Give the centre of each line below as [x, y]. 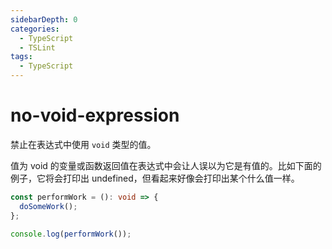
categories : [35, 29]
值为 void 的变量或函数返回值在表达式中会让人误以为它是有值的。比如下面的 [166, 165]
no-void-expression [95, 115]
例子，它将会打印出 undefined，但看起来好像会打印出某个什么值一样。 [155, 178]
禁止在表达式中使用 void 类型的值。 [83, 144]
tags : [21, 57]
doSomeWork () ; [48, 206]
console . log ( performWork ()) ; [71, 234]
